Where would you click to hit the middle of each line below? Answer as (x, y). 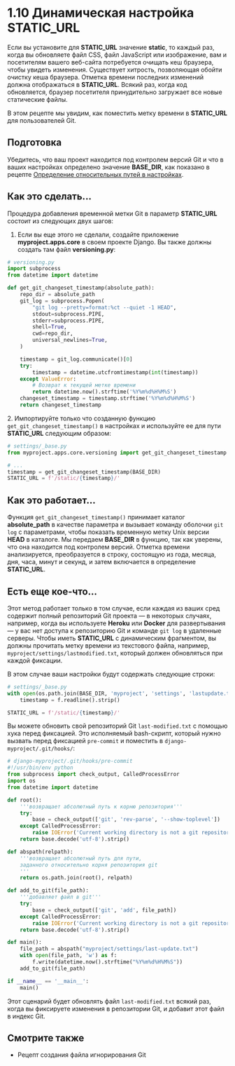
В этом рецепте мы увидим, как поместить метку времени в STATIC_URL (117, 113)
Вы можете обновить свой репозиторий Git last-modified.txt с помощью (117, 726)
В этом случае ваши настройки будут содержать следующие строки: (111, 674)
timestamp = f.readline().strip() (70, 700)
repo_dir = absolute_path (58, 295)
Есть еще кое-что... (52, 591)
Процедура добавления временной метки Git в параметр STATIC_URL (112, 213)
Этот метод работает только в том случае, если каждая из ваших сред (114, 608)
